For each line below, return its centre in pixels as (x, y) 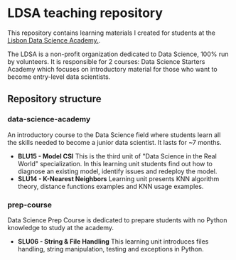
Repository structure (54, 99)
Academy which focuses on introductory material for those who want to (113, 69)
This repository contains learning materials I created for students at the (111, 33)
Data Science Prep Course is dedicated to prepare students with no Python (117, 220)
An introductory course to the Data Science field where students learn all (114, 135)
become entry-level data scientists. (59, 77)
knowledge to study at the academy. (61, 227)
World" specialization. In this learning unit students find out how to (115, 163)
